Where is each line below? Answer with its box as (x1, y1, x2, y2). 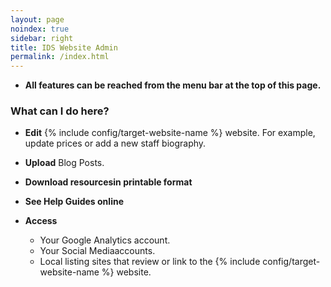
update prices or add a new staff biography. (24, 137, 207, 150)
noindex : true (10, 24, 70, 34)
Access (24, 215, 58, 227)
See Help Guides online (24, 196, 124, 208)
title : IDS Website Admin (10, 42, 118, 53)
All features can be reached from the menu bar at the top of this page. (24, 79, 322, 91)
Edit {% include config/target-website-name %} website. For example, (24, 127, 316, 139)
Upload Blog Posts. (24, 157, 105, 169)
